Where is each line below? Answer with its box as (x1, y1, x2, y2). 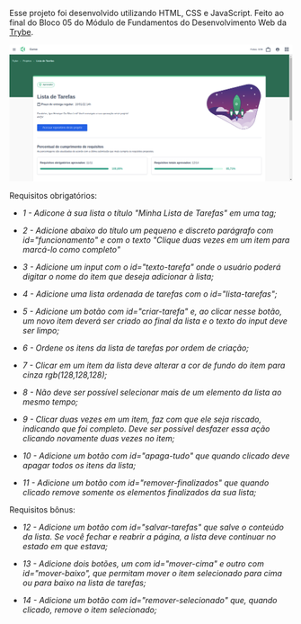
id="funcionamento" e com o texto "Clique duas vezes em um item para (22, 234, 290, 245)
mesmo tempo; (22, 396, 79, 407)
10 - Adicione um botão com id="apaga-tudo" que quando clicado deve (22, 450, 290, 461)
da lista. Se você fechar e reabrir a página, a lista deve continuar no (22, 530, 277, 542)
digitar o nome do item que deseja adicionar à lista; (22, 271, 214, 281)
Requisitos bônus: (9, 504, 76, 515)
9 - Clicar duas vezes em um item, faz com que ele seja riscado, (22, 414, 262, 424)
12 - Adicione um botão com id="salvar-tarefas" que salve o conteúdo (22, 521, 285, 532)
